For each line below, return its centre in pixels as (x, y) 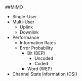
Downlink (29, 32)
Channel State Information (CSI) (45, 74)
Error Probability (36, 48)
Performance (26, 37)
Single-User (24, 16)
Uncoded (44, 58)
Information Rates (38, 43)
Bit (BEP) (36, 53)
